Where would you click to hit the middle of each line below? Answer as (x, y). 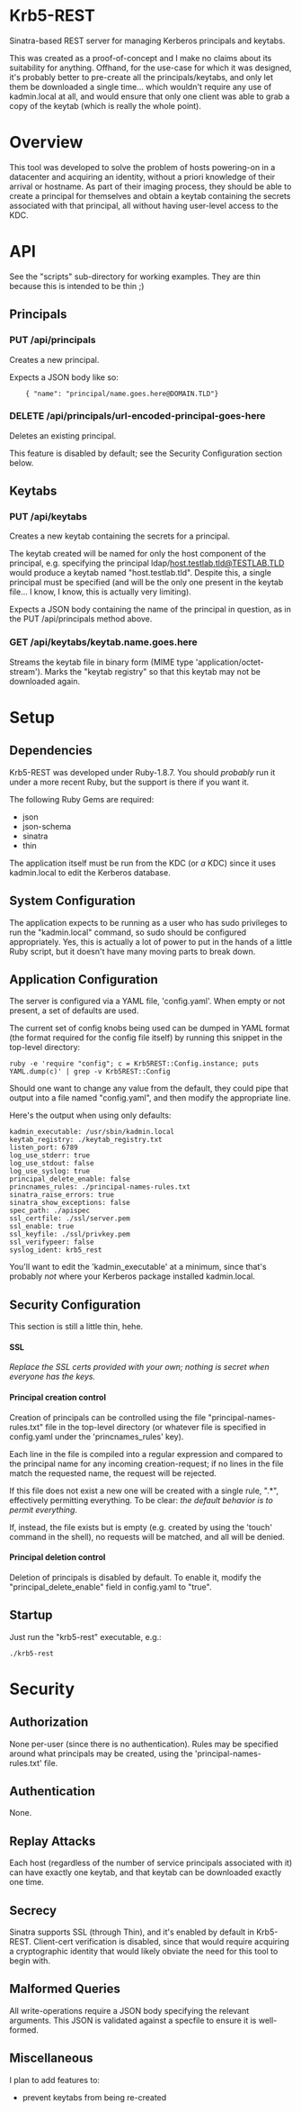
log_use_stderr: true (50, 1156)
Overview (46, 143)
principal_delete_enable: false (70, 1179)
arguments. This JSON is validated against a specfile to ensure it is (133, 2020)
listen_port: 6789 (44, 1148)
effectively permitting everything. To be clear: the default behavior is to (142, 1500)
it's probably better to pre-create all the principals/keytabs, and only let (142, 77)
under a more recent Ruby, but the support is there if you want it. (129, 782)
